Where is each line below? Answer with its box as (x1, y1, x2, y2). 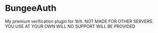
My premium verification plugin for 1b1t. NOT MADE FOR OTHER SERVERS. (5, 18, 154, 24)
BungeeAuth (5, 3, 57, 14)
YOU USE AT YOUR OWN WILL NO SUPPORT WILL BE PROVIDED (5, 23, 135, 29)
